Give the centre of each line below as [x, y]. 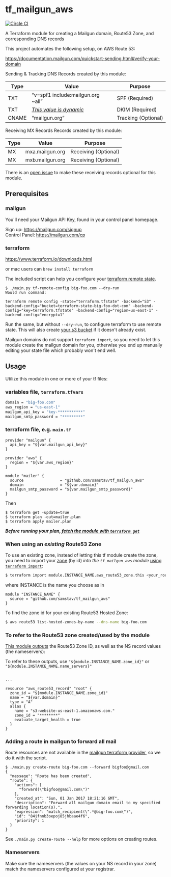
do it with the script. [26, 758]
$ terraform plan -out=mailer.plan [43, 517]
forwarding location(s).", [34, 807]
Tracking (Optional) [140, 118]
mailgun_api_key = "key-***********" [45, 412]
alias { [18, 706]
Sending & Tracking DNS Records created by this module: [66, 74]
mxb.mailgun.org [45, 160]
